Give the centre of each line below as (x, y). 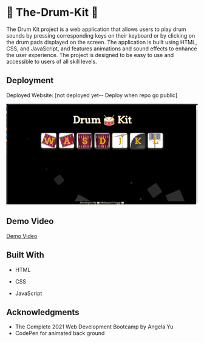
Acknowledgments (43, 312)
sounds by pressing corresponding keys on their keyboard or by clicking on (101, 35)
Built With (25, 255)
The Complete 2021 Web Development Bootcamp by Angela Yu (94, 327)
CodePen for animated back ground (60, 333)
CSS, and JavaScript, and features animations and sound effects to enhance (102, 49)
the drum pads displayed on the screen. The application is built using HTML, (102, 42)
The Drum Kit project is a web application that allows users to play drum (96, 29)
